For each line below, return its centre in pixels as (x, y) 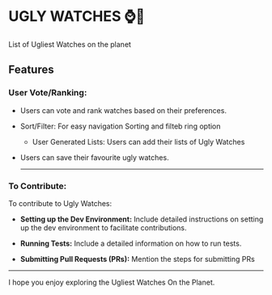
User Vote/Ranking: (48, 93)
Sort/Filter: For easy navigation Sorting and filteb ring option (120, 126)
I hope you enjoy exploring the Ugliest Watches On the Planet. (112, 282)
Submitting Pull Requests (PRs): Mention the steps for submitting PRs (137, 259)
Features (31, 70)
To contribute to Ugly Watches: (60, 203)
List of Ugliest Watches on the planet (70, 44)
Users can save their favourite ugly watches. (94, 157)
